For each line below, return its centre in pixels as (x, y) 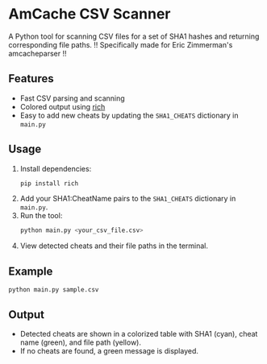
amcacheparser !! (38, 53)
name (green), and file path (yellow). (80, 342)
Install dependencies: (56, 168)
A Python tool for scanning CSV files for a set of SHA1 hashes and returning (134, 36)
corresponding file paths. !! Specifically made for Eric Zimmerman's (121, 44)
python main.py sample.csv (54, 290)
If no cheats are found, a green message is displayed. (109, 350)
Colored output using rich (63, 106)
